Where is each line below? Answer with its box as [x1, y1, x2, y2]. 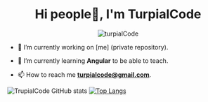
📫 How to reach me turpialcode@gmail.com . [17, 70, 152, 79]
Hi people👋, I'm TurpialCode [34, 6, 202, 22]
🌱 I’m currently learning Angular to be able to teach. [17, 56, 169, 65]
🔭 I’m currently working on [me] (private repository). [17, 43, 169, 51]
